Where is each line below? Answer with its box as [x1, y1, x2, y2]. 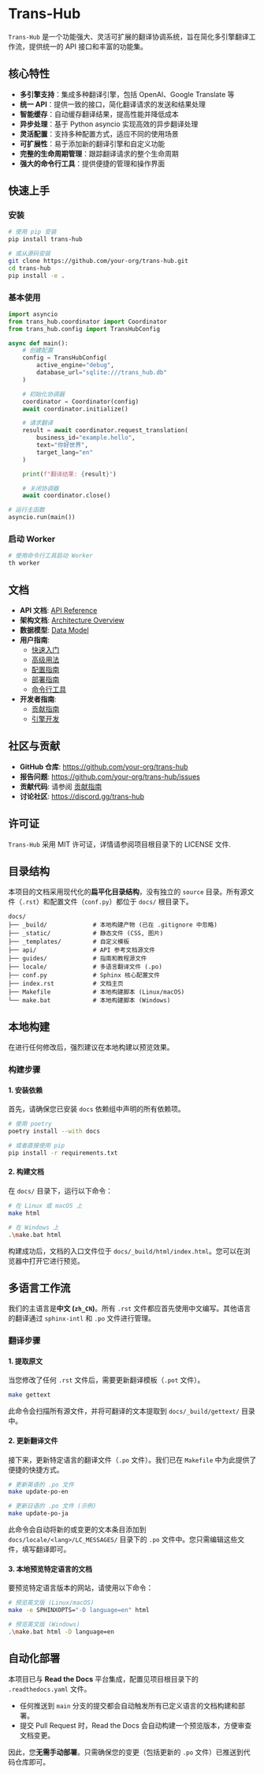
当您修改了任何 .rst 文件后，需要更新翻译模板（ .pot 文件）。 [8, 1375, 205, 1385]
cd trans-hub [8, 264, 51, 272]
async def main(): [8, 339, 69, 348]
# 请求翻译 [22, 419, 54, 427]
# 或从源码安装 [8, 250, 51, 257]
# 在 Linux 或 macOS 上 [8, 1202, 83, 1210]
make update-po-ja [8, 1509, 69, 1517]
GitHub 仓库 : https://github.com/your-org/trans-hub [19, 761, 188, 771]
